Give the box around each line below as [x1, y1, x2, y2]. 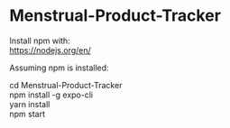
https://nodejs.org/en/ [9, 44, 92, 55]
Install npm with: [9, 35, 70, 46]
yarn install [9, 98, 51, 109]
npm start [9, 108, 46, 119]
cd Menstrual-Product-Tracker [9, 79, 123, 90]
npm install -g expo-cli [9, 89, 93, 100]
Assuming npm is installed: [9, 62, 110, 73]
